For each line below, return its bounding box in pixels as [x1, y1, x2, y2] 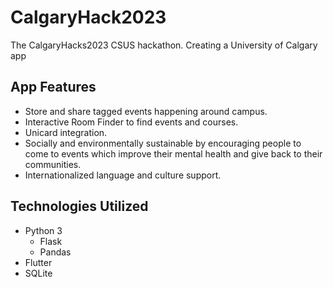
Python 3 [24, 224, 63, 236]
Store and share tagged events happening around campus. [24, 105, 268, 117]
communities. [24, 158, 82, 170]
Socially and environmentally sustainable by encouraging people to [24, 137, 302, 149]
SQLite [24, 267, 53, 279]
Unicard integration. [24, 126, 108, 138]
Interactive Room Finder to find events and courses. [24, 116, 239, 128]
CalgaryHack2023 [10, 6, 167, 29]
